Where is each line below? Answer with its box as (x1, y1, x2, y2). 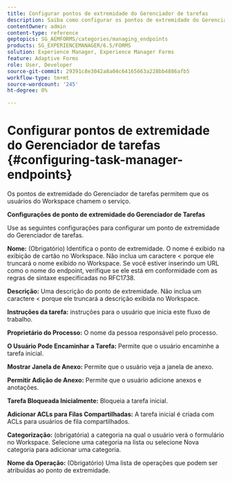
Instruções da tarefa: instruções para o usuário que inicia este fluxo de (7, 308, 211, 316)
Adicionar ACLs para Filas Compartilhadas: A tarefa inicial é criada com (7, 410, 214, 418)
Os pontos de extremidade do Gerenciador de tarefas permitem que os (7, 190, 209, 198)
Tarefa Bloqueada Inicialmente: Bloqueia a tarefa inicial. (7, 397, 168, 405)
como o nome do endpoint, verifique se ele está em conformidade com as (7, 266, 217, 275)
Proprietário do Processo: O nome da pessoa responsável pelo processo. (7, 328, 218, 337)
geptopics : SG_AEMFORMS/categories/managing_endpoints (7, 36, 168, 43)
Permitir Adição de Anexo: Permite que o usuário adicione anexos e (7, 376, 202, 384)
